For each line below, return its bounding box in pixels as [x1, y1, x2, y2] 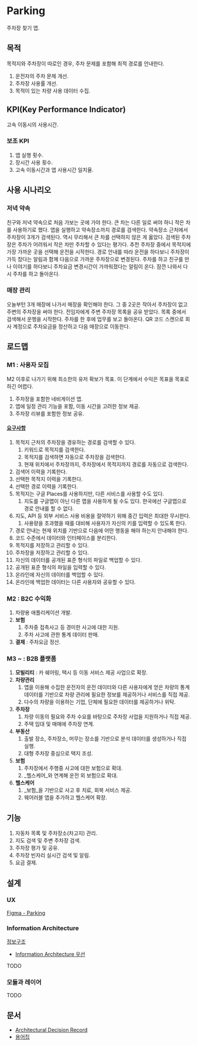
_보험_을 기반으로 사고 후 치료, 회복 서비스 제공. [23, 787, 132, 794]
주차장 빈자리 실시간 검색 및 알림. [15, 852, 90, 859]
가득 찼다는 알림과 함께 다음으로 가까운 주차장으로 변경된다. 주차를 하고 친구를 [6, 255, 184, 262]
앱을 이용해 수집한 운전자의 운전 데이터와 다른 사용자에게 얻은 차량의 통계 [23, 684, 190, 691]
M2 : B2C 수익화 [6, 594, 52, 602]
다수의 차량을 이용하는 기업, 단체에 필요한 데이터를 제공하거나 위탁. [23, 698, 176, 705]
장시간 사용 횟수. [15, 159, 53, 166]
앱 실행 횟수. [15, 151, 44, 158]
